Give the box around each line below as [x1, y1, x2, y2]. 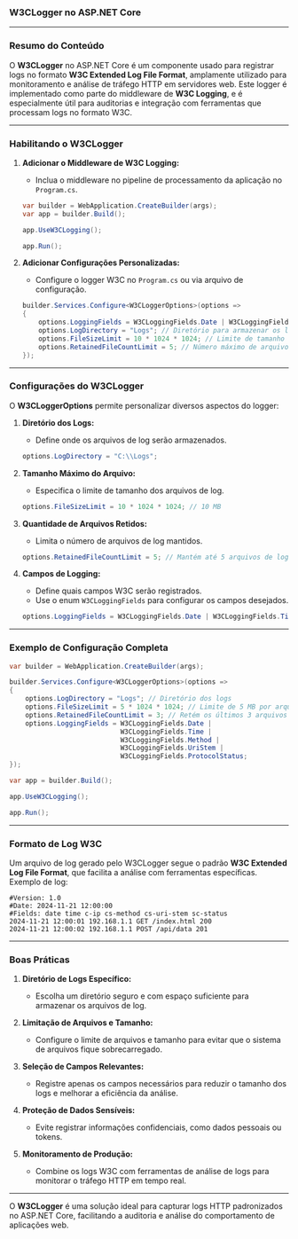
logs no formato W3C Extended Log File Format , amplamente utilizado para [9, 69, 287, 80]
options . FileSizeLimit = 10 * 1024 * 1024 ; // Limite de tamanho [38, 334, 286, 343]
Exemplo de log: [9, 876, 68, 888]
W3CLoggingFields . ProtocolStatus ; [120, 752, 248, 761]
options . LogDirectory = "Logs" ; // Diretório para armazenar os [38, 326, 281, 335]
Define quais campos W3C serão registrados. [35, 585, 202, 596]
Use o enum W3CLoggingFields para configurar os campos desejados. [35, 595, 289, 606]
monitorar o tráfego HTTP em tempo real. [35, 1175, 187, 1186]
